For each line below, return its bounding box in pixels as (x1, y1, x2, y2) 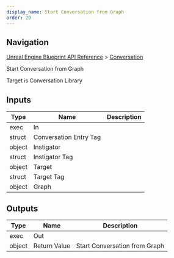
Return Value (33, 242, 70, 250)
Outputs (6, 203, 38, 213)
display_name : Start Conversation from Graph (6, 9, 124, 15)
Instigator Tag (33, 153, 73, 162)
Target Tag (33, 173, 65, 181)
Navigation (6, 37, 49, 48)
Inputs (6, 95, 32, 105)
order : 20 (6, 15, 32, 21)
